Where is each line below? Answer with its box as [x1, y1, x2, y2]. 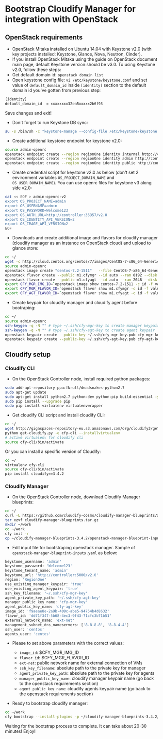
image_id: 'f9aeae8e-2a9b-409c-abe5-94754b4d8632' [5, 609, 110, 614]
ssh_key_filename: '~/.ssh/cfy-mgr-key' [5, 591, 88, 595]
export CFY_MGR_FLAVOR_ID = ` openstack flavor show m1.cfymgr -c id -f [5, 286, 149, 291]
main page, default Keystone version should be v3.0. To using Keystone [12, 62, 156, 67]
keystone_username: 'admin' [5, 559, 62, 564]
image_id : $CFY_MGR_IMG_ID [19, 649, 79, 655]
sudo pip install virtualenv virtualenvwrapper [5, 403, 103, 408]
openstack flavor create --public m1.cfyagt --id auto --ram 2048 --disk [5, 277, 158, 282]
